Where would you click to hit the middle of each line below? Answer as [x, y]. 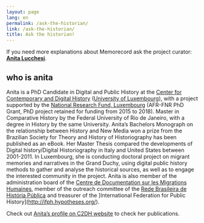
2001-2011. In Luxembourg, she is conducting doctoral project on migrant [98, 156]
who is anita [30, 77]
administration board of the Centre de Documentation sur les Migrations [97, 182]
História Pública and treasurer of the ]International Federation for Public [96, 195]
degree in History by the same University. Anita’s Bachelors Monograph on [100, 124]
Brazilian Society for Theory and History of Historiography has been [91, 137]
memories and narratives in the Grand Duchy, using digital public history [97, 163]
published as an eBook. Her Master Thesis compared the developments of [100, 143]
